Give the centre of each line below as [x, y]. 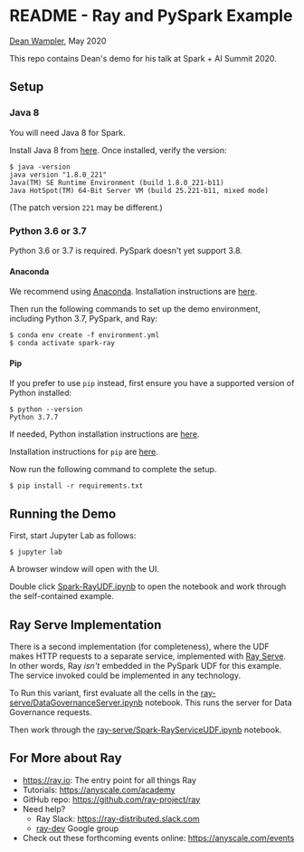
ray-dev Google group [77, 828]
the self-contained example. [62, 596]
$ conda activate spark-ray [62, 344]
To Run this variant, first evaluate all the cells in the [104, 692]
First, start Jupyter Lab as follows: [73, 536]
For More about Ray [66, 758]
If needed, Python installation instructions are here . [104, 434]
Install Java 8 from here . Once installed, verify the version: [119, 150]
